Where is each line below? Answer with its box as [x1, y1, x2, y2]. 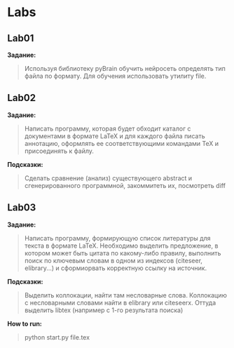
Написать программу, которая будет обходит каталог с [24, 124, 191, 133]
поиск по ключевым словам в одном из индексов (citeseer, [24, 256, 203, 265]
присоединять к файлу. [24, 147, 95, 155]
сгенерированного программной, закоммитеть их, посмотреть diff [24, 181, 226, 189]
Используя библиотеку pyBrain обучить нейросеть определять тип [24, 65, 226, 72]
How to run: [7, 319, 42, 328]
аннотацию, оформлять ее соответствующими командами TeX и [24, 139, 219, 147]
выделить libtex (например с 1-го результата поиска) [24, 306, 184, 314]
